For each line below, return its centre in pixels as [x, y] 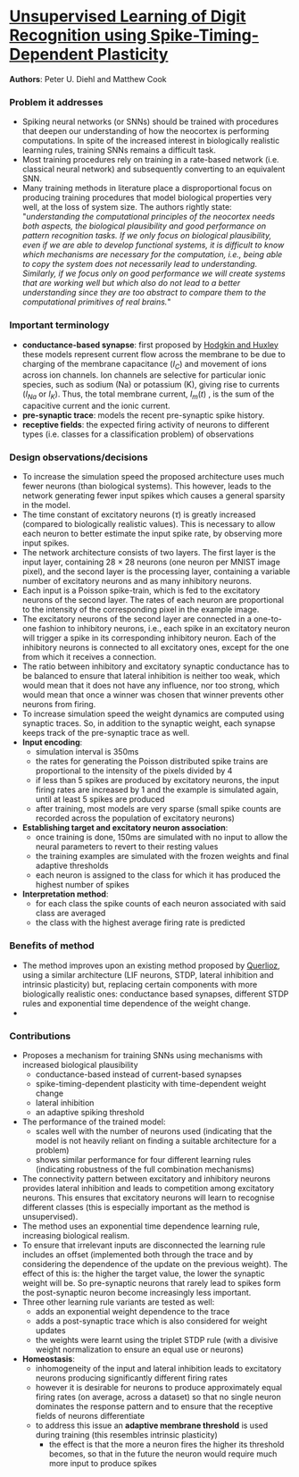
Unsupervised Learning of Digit [128, 17]
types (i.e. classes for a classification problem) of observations [138, 434]
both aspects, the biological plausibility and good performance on [144, 226]
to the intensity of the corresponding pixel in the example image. [141, 610]
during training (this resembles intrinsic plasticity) [127, 1435]
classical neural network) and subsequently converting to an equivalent [154, 169]
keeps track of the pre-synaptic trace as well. [106, 733]
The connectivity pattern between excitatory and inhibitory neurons [146, 1179]
